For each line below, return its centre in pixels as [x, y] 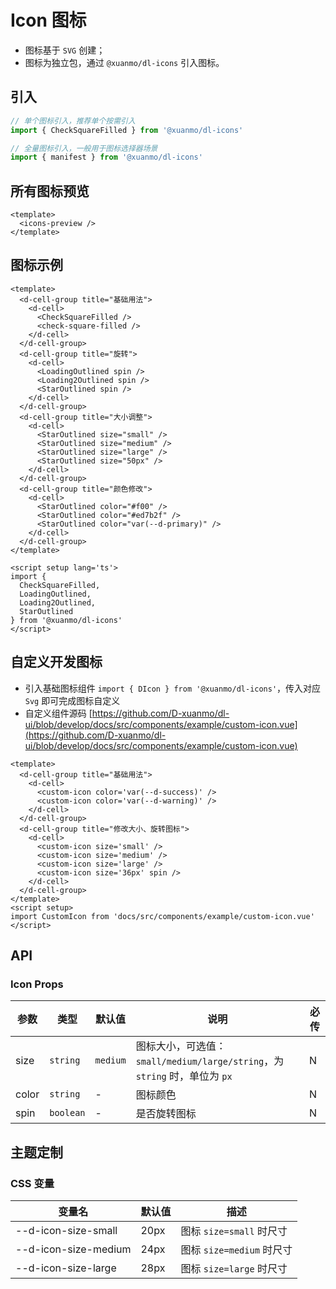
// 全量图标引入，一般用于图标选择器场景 [84, 148]
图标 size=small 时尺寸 [234, 1231]
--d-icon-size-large [66, 1268]
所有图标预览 [50, 191]
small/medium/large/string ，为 [210, 1061]
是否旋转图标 [166, 1114]
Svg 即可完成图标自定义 [72, 700]
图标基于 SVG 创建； [65, 50]
